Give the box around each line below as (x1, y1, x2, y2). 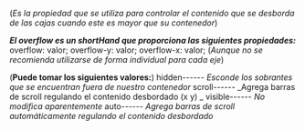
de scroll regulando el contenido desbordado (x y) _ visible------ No (9, 91, 266, 102)
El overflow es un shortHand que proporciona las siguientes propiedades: (9, 35, 297, 45)
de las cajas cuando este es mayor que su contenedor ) (9, 17, 218, 28)
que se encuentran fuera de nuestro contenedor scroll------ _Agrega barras (9, 82, 296, 92)
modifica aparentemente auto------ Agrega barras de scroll (9, 101, 236, 112)
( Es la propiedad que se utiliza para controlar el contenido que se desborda (9, 8, 295, 18)
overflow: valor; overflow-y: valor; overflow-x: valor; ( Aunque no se (9, 45, 263, 55)
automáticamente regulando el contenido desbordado (9, 111, 214, 121)
